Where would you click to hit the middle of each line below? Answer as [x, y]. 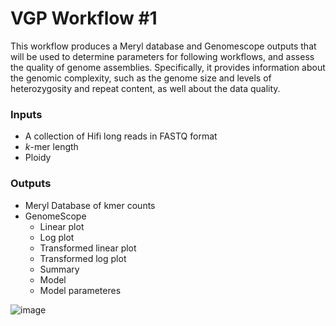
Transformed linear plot [88, 248]
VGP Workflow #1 [84, 18]
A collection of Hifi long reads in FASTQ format [121, 136]
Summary [59, 269]
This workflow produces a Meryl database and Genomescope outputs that [163, 46]
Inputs [26, 114]
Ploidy [38, 158]
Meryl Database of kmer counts [90, 205]
